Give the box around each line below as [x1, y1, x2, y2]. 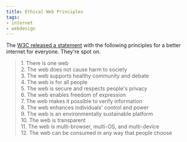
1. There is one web [20, 60, 69, 67]
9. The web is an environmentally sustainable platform [20, 110, 153, 118]
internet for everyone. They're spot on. [6, 48, 101, 55]
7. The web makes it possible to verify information [20, 98, 142, 105]
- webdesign [6, 25, 36, 32]
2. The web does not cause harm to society [20, 66, 128, 73]
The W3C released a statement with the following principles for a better [6, 42, 181, 49]
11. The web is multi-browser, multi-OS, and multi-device [20, 123, 160, 130]
